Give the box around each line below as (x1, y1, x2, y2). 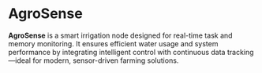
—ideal (8, 56, 32, 65)
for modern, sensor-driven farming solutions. (32, 56, 179, 65)
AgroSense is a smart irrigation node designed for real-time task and (8, 31, 233, 40)
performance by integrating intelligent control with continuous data (8, 47, 226, 57)
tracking (226, 47, 254, 57)
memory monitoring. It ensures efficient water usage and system (8, 38, 219, 48)
